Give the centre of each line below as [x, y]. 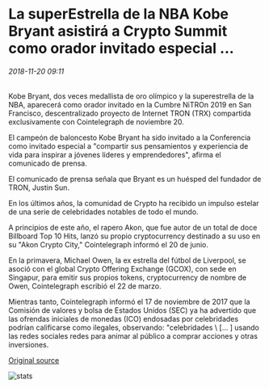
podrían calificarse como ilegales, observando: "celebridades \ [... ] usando [134, 327]
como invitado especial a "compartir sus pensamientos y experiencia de [128, 146]
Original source [34, 361]
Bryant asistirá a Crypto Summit [118, 31]
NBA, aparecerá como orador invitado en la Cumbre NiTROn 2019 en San [130, 105]
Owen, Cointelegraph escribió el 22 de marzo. [85, 286]
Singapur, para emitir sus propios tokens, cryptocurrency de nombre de [128, 278]
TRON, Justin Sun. [39, 188]
